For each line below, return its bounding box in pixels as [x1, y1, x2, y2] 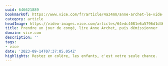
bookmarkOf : [5, 12, 30, 17]
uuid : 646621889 [5, 7, 39, 12]
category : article [5, 16, 43, 21]
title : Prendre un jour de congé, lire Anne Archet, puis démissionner [5, 26, 157, 31]
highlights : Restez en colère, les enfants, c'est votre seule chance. [5, 53, 157, 59]
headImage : [5, 21, 28, 26]
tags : [5, 40, 16, 45]
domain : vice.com [5, 30, 41, 35]
